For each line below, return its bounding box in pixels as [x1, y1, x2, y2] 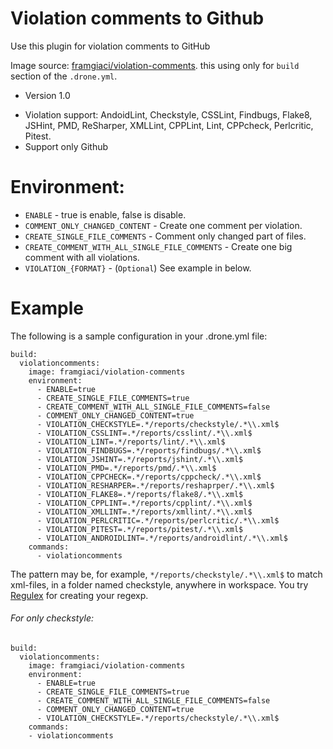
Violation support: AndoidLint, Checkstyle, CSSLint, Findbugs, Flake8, [24, 108, 313, 121]
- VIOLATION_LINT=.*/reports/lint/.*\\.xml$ [36, 437, 226, 447]
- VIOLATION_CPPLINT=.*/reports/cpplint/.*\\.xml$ [36, 498, 253, 508]
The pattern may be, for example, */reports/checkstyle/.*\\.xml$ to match [10, 568, 323, 580]
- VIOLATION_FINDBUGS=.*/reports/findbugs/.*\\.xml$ [36, 445, 262, 456]
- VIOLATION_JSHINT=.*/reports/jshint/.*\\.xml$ [36, 454, 244, 464]
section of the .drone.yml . [10, 70, 118, 82]
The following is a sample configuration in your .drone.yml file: [10, 330, 268, 342]
